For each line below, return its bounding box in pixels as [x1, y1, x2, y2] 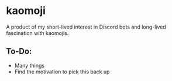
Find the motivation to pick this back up [14, 68, 110, 75]
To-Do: [6, 47, 32, 57]
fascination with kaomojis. [6, 29, 69, 36]
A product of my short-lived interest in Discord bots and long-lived [6, 23, 167, 30]
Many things [14, 62, 45, 69]
